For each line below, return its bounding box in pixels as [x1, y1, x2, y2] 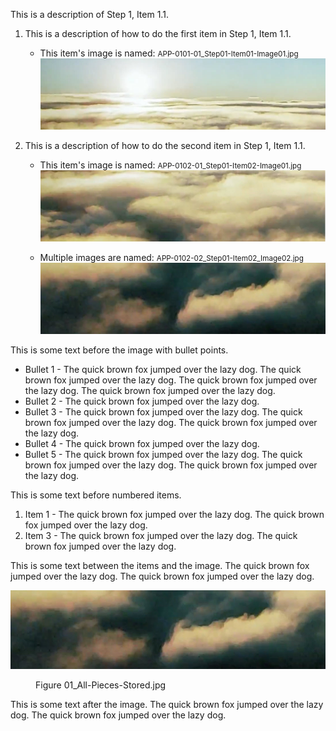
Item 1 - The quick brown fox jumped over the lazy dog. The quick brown [24, 509, 325, 521]
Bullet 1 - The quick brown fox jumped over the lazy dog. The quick [24, 364, 302, 376]
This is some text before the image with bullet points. [10, 344, 229, 356]
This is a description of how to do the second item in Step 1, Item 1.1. [24, 140, 306, 152]
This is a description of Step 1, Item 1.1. [10, 9, 169, 20]
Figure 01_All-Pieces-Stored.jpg [35, 679, 167, 691]
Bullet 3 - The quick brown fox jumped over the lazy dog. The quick [24, 406, 303, 418]
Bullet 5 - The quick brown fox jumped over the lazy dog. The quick [24, 449, 303, 461]
